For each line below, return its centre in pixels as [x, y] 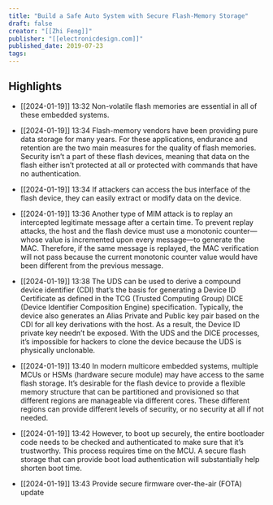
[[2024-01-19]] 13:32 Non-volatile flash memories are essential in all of [139, 106]
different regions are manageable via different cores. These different [135, 400]
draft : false [30, 24]
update [32, 492]
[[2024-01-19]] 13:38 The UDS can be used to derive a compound [130, 281]
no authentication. [50, 173]
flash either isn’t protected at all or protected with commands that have [139, 165]
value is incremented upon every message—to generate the [145, 240]
